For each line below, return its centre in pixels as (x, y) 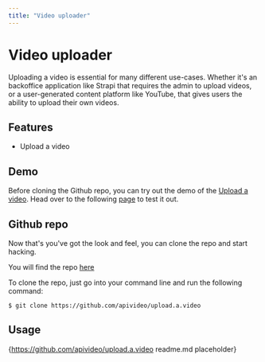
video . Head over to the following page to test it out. (94, 199)
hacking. (23, 252)
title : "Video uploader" (49, 16)
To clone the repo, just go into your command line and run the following (125, 282)
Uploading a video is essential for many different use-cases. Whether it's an (133, 77)
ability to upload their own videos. (64, 102)
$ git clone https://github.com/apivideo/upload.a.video (105, 306)
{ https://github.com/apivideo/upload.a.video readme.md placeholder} (123, 349)
